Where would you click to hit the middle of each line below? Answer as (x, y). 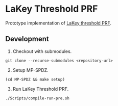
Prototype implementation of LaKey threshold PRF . (58, 23)
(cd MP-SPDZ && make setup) (35, 79)
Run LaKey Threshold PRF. (41, 89)
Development (27, 39)
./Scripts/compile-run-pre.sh (38, 98)
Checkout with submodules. (42, 51)
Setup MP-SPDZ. (30, 70)
